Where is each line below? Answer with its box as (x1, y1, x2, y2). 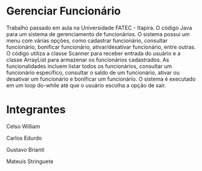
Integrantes (6, 103, 66, 117)
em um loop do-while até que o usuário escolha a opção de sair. (6, 81, 166, 89)
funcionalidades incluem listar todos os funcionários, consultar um (6, 62, 172, 70)
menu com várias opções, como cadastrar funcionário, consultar (6, 37, 168, 44)
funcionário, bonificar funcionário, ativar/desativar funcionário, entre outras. (6, 43, 196, 51)
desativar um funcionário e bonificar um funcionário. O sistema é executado (6, 75, 196, 82)
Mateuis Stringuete (6, 158, 54, 165)
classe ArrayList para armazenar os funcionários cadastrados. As (6, 56, 169, 63)
